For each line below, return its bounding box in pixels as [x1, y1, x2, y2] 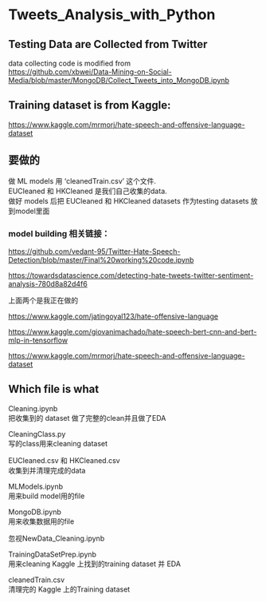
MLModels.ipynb [8, 481, 64, 491]
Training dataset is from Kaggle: [8, 98, 171, 113]
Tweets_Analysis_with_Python [8, 6, 216, 24]
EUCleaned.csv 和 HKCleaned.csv [8, 455, 121, 465]
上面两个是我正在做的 [8, 295, 78, 305]
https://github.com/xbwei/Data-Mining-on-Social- [8, 67, 173, 77]
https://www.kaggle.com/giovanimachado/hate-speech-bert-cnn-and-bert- [8, 327, 257, 336]
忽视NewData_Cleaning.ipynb [8, 533, 105, 543]
